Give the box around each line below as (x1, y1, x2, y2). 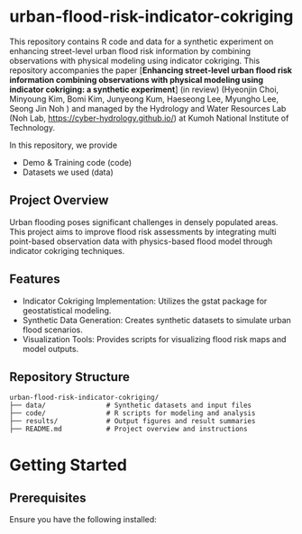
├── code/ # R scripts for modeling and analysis (9, 409, 256, 418)
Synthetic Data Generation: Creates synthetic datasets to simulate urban (22, 314, 291, 325)
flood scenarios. (22, 324, 83, 335)
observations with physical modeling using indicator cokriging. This (9, 55, 261, 66)
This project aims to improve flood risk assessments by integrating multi (9, 226, 277, 237)
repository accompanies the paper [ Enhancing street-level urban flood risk (9, 65, 293, 76)
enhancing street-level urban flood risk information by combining (9, 45, 251, 56)
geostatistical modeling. (22, 304, 112, 316)
